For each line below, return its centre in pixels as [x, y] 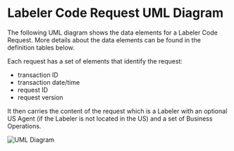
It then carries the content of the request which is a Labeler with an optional [117, 111]
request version [40, 97]
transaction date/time [49, 82]
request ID [32, 90]
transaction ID [38, 75]
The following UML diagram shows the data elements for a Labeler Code [113, 32]
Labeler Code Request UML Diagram [116, 13]
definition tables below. [41, 47]
